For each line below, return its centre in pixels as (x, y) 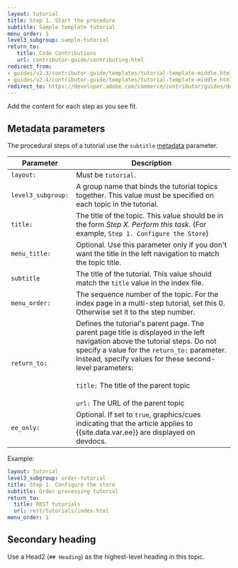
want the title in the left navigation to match (147, 254)
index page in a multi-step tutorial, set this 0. (150, 303)
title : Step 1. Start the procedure (61, 21)
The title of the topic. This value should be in (149, 216)
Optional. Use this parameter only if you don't (151, 245)
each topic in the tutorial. (117, 204)
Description (152, 163)
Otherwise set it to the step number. (135, 312)
